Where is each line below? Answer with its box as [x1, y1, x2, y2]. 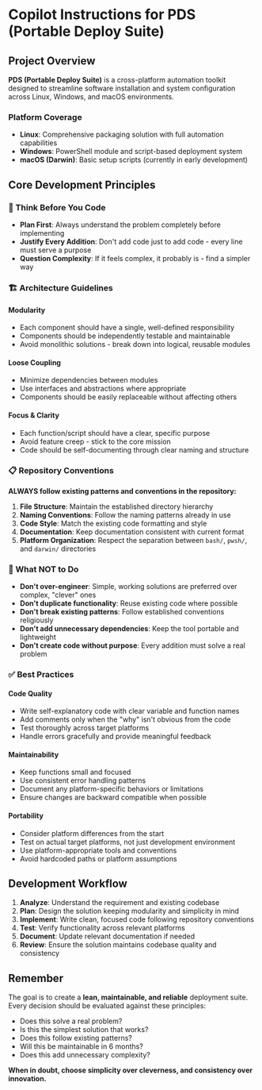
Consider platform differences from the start [19, 828, 165, 838]
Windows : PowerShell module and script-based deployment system [19, 147, 243, 156]
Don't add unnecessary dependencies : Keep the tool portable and [19, 624, 239, 634]
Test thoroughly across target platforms [19, 723, 150, 733]
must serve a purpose [19, 245, 92, 255]
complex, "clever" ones [19, 590, 97, 600]
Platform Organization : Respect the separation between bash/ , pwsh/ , [19, 535, 248, 545]
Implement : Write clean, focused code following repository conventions [19, 915, 255, 924]
